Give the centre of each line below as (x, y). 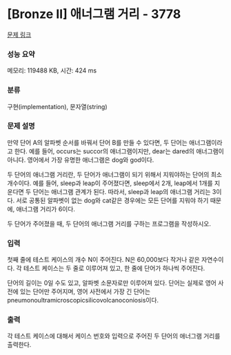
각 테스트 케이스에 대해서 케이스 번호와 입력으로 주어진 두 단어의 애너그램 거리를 (114, 336)
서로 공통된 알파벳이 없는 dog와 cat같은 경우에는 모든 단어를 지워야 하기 (112, 200)
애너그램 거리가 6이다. (46, 209)
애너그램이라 (205, 142)
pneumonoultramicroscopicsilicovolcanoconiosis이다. (83, 300)
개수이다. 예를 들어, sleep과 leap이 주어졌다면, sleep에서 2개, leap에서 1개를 (110, 183)
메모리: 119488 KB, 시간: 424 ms (52, 70)
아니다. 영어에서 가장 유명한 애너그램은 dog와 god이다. (81, 160)
